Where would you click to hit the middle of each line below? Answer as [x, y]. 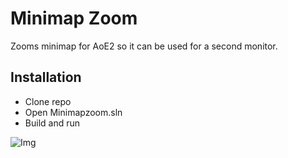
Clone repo [48, 101]
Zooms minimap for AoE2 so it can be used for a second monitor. [144, 46]
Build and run [52, 123]
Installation [46, 77]
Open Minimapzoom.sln [73, 112]
